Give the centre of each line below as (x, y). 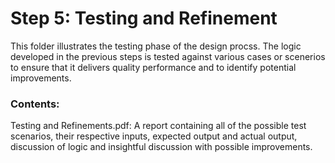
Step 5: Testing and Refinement (144, 18)
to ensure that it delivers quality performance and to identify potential (153, 67)
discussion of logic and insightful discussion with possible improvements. (161, 147)
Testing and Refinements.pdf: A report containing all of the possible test (158, 126)
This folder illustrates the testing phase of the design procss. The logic (156, 46)
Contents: (35, 104)
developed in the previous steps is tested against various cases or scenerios (168, 56)
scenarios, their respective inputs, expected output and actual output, (154, 136)
